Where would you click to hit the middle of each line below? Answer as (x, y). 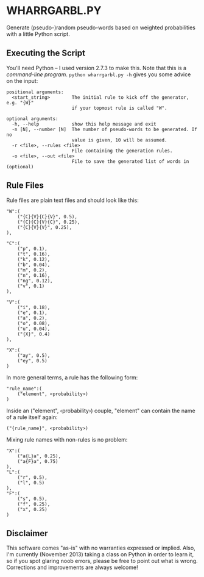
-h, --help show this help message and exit (84, 124)
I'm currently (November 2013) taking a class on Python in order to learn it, (100, 554)
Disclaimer (27, 533)
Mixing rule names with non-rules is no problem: (67, 439)
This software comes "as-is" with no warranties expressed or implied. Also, (101, 548)
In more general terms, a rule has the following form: (72, 377)
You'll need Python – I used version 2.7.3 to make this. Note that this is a (97, 68)
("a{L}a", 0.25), (39, 456)
